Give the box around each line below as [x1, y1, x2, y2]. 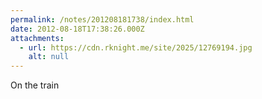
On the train [10, 79, 60, 91]
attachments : [10, 33, 65, 43]
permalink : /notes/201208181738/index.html [10, 14, 195, 25]
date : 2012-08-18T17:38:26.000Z [10, 24, 145, 34]
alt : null [28, 52, 70, 62]
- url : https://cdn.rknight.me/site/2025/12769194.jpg [19, 42, 253, 53]
